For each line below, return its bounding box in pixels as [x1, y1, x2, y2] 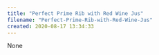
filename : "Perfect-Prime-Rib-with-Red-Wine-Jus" [7, 16, 153, 23]
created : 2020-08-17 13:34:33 [7, 23, 95, 30]
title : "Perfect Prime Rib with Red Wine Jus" [7, 10, 144, 17]
